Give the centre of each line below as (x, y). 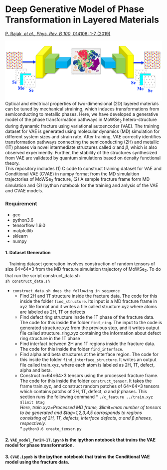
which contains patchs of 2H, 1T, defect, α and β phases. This (83, 391)
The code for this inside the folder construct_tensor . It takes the (86, 381)
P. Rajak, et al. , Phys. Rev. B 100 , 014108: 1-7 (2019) (58, 33)
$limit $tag (32, 402)
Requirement (21, 204)
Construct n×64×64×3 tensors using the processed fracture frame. (89, 375)
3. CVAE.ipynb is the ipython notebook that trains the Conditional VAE (78, 457)
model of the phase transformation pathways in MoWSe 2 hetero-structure (81, 120)
